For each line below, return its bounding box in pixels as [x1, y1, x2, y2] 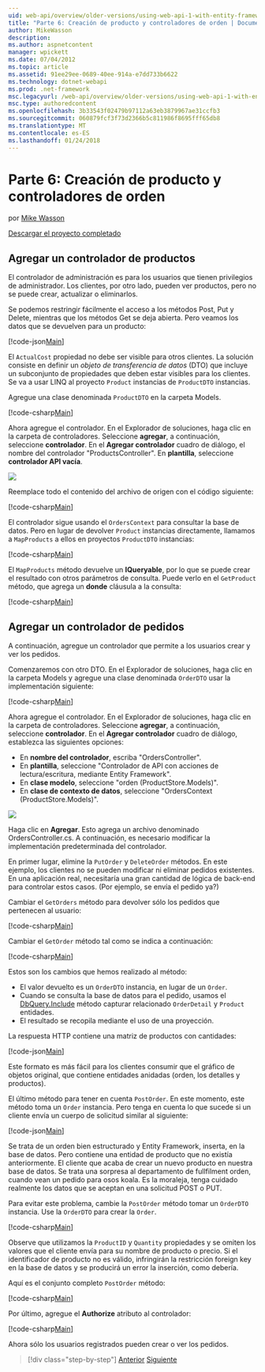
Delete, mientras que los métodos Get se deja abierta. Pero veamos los [8, 313, 239, 322]
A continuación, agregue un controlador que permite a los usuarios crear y [8, 641, 251, 650]
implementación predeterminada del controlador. [8, 842, 167, 851]
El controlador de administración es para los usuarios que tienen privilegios [8, 273, 253, 282]
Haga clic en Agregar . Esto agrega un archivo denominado [8, 825, 200, 835]
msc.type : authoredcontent [8, 100, 97, 107]
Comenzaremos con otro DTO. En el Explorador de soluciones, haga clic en [8, 665, 252, 674]
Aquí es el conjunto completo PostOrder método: [8, 1278, 166, 1288]
